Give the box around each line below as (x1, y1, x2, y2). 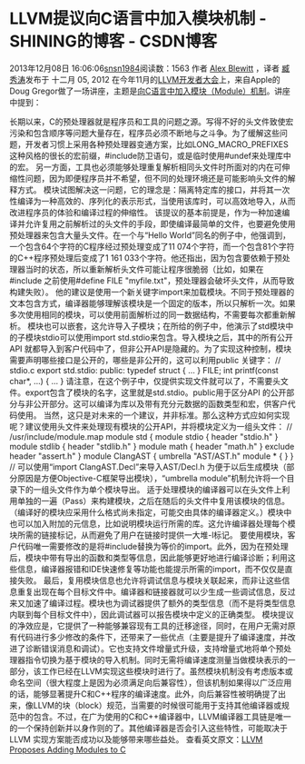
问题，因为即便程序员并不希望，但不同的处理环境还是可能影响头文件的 (25, 173, 288, 184)
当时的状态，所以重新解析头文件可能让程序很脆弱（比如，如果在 (25, 263, 264, 274)
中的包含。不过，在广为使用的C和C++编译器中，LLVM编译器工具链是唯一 (16, 710, 292, 722)
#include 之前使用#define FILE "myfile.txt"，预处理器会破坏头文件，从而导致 (9, 274, 295, 286)
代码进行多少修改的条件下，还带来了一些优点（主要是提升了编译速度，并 (16, 631, 288, 642)
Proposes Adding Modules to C (9, 744, 126, 755)
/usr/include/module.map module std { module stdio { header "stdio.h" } (9, 431, 279, 442)
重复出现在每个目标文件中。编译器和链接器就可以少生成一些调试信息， (16, 586, 280, 597)
